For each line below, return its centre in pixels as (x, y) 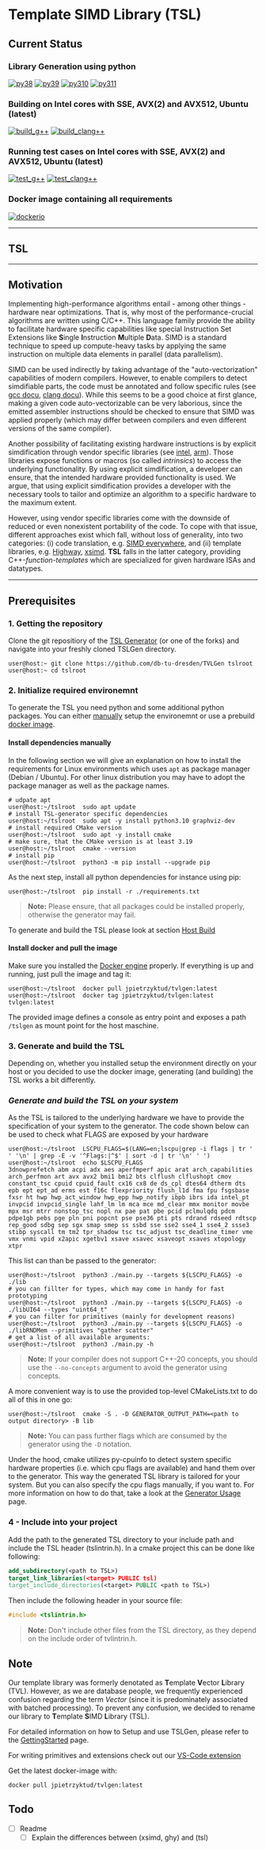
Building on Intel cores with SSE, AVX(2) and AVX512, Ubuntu (129, 104)
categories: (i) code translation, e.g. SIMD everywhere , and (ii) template (125, 543)
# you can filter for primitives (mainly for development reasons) (122, 1317)
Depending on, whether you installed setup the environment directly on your (133, 1063)
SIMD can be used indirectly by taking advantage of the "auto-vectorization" (133, 370)
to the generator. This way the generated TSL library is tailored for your (124, 1476)
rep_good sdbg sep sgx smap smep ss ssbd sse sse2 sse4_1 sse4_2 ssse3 (129, 1225)
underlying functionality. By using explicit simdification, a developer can (125, 469)
